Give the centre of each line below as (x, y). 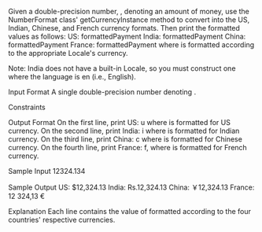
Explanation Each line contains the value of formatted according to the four (130, 211)
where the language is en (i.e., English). (72, 77)
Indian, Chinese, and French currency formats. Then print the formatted (124, 28)
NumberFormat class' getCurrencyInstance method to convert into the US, (129, 20)
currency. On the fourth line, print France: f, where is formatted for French (128, 147)
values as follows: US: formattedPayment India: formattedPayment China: (127, 36)
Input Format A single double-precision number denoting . (102, 92)
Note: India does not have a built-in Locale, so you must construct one (122, 68)
